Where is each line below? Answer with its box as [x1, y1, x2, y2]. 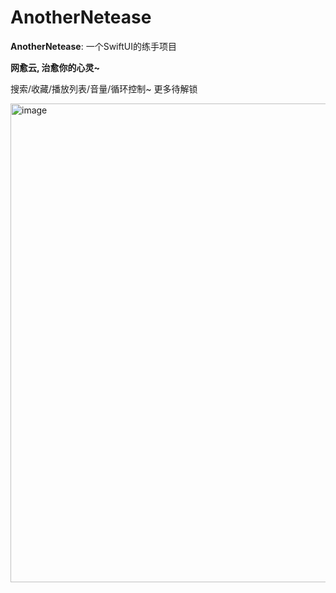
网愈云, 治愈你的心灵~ [10, 61, 101, 73]
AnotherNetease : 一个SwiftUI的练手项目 [10, 40, 177, 52]
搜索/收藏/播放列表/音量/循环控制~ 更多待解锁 [10, 82, 198, 95]
